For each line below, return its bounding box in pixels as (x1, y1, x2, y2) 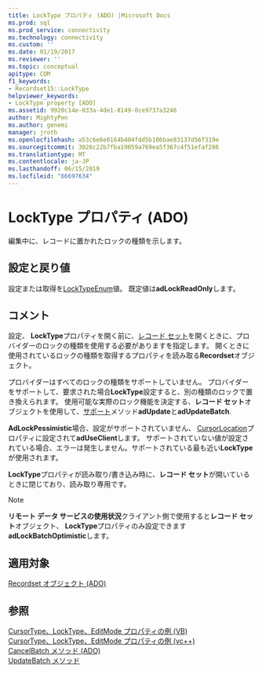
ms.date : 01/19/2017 (8, 48, 76, 56)
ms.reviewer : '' (8, 56, 61, 64)
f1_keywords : (8, 77, 51, 85)
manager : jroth (8, 128, 58, 136)
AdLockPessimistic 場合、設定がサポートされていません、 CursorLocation (8, 424, 248, 433)
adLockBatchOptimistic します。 (8, 531, 114, 541)
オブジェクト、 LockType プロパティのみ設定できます (15, 521, 187, 531)
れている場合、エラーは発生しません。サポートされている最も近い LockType (8, 443, 253, 453)
